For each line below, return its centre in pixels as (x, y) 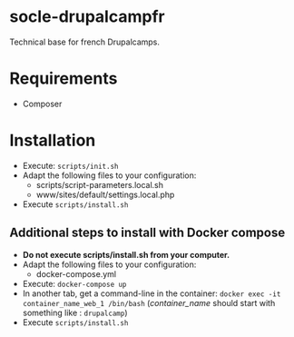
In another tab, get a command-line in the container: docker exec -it (152, 293)
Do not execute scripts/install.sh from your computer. (126, 254)
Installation (53, 140)
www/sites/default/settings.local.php (105, 194)
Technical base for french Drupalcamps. (85, 42)
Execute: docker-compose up (74, 283)
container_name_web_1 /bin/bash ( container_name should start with (149, 302)
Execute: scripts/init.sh (70, 165)
